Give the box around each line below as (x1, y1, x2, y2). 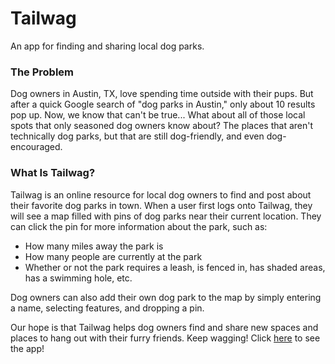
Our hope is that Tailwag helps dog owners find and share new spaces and (10, 321, 319, 333)
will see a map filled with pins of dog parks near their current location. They (10, 210, 322, 222)
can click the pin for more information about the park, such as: (10, 220, 268, 232)
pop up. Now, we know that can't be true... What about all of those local (10, 109, 306, 121)
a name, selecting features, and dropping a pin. (10, 302, 205, 314)
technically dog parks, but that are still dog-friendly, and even (10, 130, 265, 142)
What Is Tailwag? (10, 166, 96, 180)
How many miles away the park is (24, 240, 164, 252)
